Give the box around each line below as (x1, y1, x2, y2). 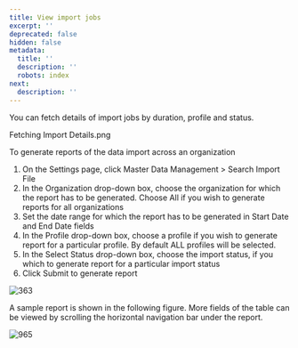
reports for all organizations (21, 201, 125, 212)
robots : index (17, 71, 69, 80)
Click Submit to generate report (21, 268, 138, 279)
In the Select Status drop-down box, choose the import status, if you (21, 248, 274, 259)
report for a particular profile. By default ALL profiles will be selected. (21, 239, 277, 250)
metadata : (9, 46, 46, 55)
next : (9, 79, 29, 88)
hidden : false (9, 37, 62, 47)
